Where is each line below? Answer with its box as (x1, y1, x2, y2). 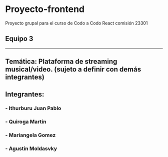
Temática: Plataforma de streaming (5, 57, 117, 66)
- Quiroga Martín (5, 118, 46, 125)
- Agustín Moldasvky (5, 145, 57, 152)
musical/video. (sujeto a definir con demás (5, 65, 141, 73)
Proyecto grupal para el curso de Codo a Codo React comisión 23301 (5, 20, 148, 26)
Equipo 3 (5, 34, 33, 43)
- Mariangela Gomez (5, 131, 56, 138)
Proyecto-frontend (5, 3, 85, 15)
